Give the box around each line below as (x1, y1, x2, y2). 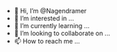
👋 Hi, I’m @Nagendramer (13, 7, 87, 15)
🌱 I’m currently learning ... (13, 22, 90, 30)
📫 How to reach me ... (13, 37, 80, 45)
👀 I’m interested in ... (13, 14, 74, 22)
